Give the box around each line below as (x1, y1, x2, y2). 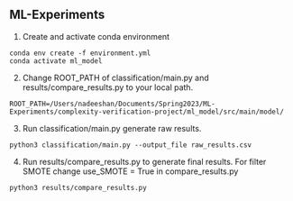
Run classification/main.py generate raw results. (22, 123, 202, 133)
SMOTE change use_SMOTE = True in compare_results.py (22, 166, 239, 177)
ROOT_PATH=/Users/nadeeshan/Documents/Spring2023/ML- (9, 99, 216, 108)
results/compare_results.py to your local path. (22, 81, 194, 93)
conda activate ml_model (9, 56, 103, 66)
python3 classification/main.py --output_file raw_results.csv (9, 140, 252, 150)
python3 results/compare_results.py (9, 183, 147, 192)
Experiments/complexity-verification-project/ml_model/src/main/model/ (9, 107, 284, 116)
